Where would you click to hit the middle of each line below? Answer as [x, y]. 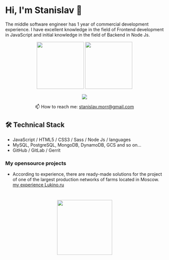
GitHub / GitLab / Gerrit [36, 150]
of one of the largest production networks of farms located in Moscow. [86, 180]
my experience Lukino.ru [38, 185]
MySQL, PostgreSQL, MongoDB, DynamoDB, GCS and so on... [77, 145]
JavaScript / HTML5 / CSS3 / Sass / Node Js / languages [71, 140]
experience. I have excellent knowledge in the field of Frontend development [84, 29]
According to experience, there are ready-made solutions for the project [87, 174]
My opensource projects [36, 163]
